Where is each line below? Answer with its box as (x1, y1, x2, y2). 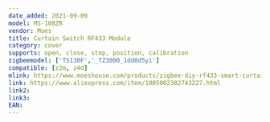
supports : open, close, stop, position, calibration (8, 49, 189, 57)
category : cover (8, 42, 63, 50)
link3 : (8, 94, 31, 102)
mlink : (8, 71, 31, 79)
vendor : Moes (8, 26, 52, 35)
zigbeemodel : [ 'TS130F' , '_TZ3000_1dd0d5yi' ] (8, 57, 160, 65)
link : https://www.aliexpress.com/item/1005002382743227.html (8, 79, 221, 87)
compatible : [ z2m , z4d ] (8, 64, 88, 72)
